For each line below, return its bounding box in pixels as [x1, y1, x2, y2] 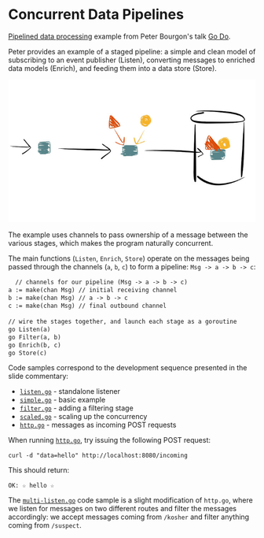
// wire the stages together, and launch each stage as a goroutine [8, 317, 237, 326]
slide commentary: [8, 372, 69, 381]
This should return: [8, 466, 70, 475]
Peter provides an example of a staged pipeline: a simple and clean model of [8, 46, 256, 56]
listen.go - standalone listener [19, 387, 120, 396]
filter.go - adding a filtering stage [19, 403, 134, 413]
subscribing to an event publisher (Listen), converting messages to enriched [8, 55, 255, 65]
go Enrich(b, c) [8, 341, 61, 350]
